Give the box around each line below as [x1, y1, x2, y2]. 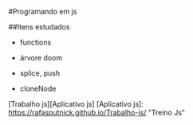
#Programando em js [8, 7, 77, 16]
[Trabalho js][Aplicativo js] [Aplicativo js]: [8, 100, 144, 108]
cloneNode [19, 84, 57, 93]
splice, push [19, 68, 61, 78]
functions [19, 37, 52, 47]
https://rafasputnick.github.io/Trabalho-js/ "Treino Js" [8, 107, 186, 117]
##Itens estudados [8, 22, 70, 31]
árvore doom [19, 53, 62, 62]
